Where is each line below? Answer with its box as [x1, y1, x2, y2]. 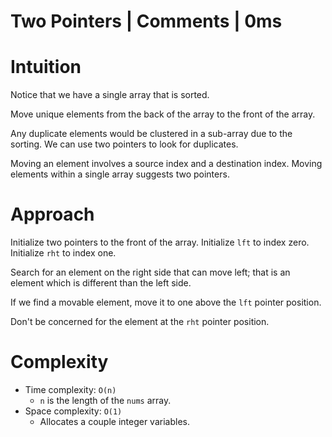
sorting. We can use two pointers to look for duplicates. [10, 138, 239, 150]
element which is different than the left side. [10, 277, 192, 289]
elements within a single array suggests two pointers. [10, 168, 230, 180]
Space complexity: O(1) [24, 405, 123, 417]
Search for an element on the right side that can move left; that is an [10, 266, 291, 279]
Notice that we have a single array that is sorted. [10, 89, 210, 101]
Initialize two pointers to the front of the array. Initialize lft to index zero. [10, 236, 310, 249]
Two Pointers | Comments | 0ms [10, 10, 283, 33]
